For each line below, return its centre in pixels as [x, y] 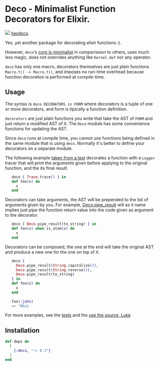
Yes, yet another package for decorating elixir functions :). [63, 43]
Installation [22, 330]
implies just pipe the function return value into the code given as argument [79, 210]
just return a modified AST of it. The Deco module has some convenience [78, 123]
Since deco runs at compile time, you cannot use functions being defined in [80, 138]
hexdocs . [20, 33]
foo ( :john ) [23, 302]
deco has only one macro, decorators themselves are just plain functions [77, 66]
